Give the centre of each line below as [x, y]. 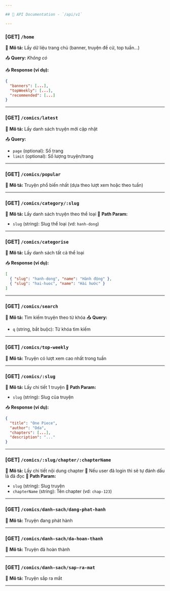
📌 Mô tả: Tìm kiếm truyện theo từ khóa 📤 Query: [56, 317]
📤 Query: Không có [26, 58]
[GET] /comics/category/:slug [42, 203]
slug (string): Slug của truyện [43, 397]
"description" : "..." [33, 437]
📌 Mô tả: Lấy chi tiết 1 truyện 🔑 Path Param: [51, 387]
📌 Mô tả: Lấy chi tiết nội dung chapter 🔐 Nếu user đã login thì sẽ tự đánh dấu [85, 471]
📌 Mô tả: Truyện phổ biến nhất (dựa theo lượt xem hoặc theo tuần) [74, 185]
